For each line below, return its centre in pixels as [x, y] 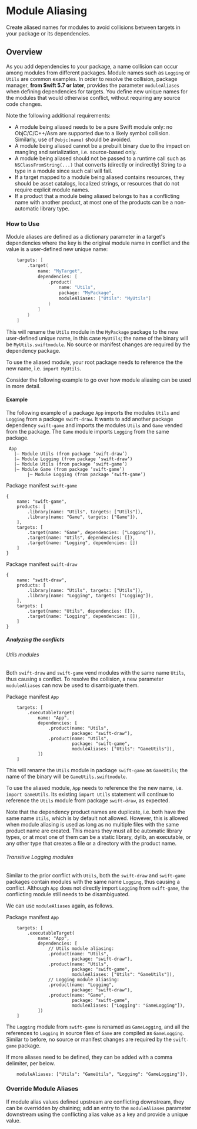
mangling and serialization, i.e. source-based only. [76, 152]
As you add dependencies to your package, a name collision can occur [92, 66]
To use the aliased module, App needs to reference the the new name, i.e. [95, 788]
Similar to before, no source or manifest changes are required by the [89, 1039]
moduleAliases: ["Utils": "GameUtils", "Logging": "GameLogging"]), [102, 1074]
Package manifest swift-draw [42, 564]
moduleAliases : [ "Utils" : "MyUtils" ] [105, 299]
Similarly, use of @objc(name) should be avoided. [73, 139]
